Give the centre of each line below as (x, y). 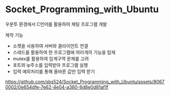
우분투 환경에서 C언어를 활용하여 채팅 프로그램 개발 (56, 24)
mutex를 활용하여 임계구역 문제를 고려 (51, 58)
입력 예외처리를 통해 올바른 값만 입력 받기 (54, 71)
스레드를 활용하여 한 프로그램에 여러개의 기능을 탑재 (64, 52)
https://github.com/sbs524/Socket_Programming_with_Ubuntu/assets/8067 (85, 81)
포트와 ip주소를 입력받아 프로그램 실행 (50, 65)
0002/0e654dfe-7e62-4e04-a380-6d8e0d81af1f (57, 87)
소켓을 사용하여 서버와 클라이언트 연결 (50, 46)
